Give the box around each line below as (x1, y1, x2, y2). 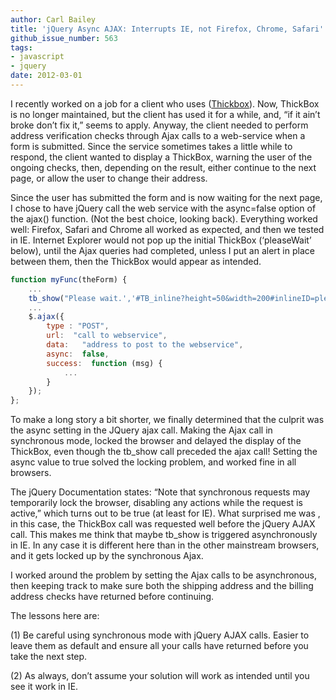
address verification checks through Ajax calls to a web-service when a (10, 129, 306, 141)
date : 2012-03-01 (10, 71, 83, 81)
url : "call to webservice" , (46, 331, 168, 341)
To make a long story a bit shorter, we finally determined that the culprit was (10, 414, 325, 426)
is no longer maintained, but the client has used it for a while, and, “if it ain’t (10, 108, 321, 120)
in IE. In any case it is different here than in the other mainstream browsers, (10, 539, 320, 551)
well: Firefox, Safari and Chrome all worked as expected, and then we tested (10, 223, 325, 235)
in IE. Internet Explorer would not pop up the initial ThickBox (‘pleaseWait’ (10, 234, 312, 246)
